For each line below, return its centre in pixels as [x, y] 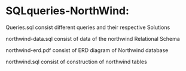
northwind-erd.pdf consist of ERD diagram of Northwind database [87, 50]
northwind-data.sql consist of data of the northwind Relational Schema [93, 38]
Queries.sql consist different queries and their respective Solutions [88, 27]
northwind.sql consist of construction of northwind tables [76, 62]
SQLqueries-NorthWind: [68, 11]
